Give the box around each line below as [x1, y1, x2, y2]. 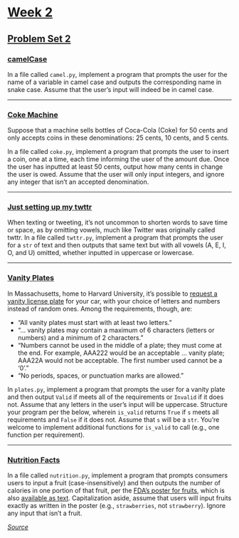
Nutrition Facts [7, 455, 60, 465]
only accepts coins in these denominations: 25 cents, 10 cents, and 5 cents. [7, 133, 229, 143]
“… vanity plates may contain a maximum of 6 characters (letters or [17, 326, 215, 334]
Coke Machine [7, 110, 58, 120]
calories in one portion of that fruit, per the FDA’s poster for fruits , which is [7, 486, 225, 495]
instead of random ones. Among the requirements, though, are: [7, 304, 193, 313]
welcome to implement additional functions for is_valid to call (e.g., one [7, 423, 220, 431]
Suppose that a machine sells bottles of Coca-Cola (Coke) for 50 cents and [7, 126, 228, 135]
